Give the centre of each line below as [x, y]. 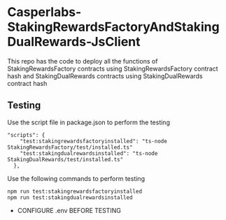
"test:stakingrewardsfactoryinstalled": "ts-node [94, 141]
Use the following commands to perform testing [76, 178]
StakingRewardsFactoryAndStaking [113, 27]
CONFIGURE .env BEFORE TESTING [69, 210]
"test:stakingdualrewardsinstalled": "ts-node [89, 153]
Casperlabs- [44, 12]
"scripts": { [26, 135]
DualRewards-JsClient [74, 42]
